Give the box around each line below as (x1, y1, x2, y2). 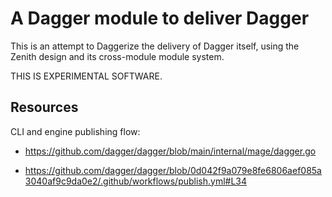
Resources (10, 99, 79, 116)
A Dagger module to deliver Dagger (10, 7, 310, 30)
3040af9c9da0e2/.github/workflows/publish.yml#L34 (24, 175, 248, 187)
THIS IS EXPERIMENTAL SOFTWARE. (10, 70, 163, 82)
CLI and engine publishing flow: (10, 125, 141, 137)
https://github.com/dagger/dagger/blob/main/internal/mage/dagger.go (24, 145, 317, 157)
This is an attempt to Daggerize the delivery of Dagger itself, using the (10, 40, 300, 52)
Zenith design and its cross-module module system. (10, 50, 225, 62)
